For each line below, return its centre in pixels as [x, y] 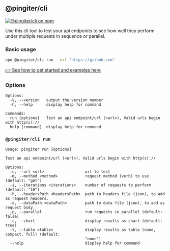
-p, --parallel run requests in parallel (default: [86, 212]
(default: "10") [22, 189]
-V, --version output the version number [56, 100]
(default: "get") [24, 180]
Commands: [16, 114]
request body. [20, 207]
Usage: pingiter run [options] [38, 149]
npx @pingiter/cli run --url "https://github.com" [60, 60]
